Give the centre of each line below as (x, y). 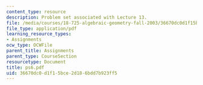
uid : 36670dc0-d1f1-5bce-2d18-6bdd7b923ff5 (62, 73)
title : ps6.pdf (25, 67)
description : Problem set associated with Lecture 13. (77, 17)
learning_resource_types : (39, 34)
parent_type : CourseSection (42, 56)
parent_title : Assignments (40, 51)
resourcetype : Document (36, 62)
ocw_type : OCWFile (29, 45)
